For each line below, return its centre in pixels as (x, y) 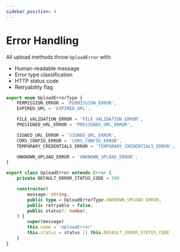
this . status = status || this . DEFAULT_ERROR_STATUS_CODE (98, 233)
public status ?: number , (58, 211)
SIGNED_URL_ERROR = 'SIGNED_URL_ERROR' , (67, 135)
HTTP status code (36, 80)
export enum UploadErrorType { (44, 98)
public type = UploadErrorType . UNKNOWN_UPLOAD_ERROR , (94, 200)
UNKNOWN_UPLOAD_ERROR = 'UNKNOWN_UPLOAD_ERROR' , (77, 157)
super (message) (46, 222)
